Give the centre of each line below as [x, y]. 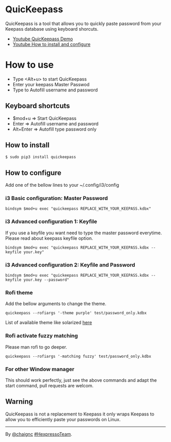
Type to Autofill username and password [55, 90]
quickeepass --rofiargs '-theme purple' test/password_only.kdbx [76, 313]
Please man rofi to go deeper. [36, 347]
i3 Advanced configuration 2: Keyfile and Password [70, 265]
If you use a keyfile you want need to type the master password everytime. [84, 233]
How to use [30, 65]
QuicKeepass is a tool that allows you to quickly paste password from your [83, 23]
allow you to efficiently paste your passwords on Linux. [63, 419]
